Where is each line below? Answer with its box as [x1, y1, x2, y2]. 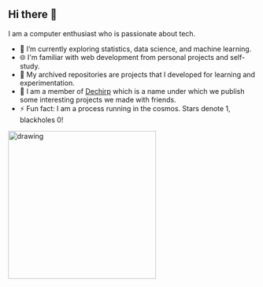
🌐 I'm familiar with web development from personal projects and [19, 52, 228, 61]
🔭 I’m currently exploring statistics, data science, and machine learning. [19, 44, 252, 54]
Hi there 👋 [8, 8, 57, 21]
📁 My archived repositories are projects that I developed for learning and [19, 69, 256, 79]
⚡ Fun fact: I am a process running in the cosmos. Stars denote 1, [19, 103, 231, 113]
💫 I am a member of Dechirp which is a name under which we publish [19, 86, 245, 95]
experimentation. [19, 78, 75, 88]
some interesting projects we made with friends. [19, 95, 177, 104]
